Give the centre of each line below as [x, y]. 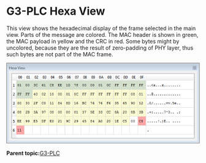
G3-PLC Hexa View [56, 11]
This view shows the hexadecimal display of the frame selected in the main [101, 28]
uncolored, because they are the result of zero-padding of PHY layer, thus [100, 48]
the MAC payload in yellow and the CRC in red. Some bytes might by [93, 41]
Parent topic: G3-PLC [33, 153]
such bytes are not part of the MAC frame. [60, 54]
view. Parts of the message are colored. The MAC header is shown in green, [102, 34]
